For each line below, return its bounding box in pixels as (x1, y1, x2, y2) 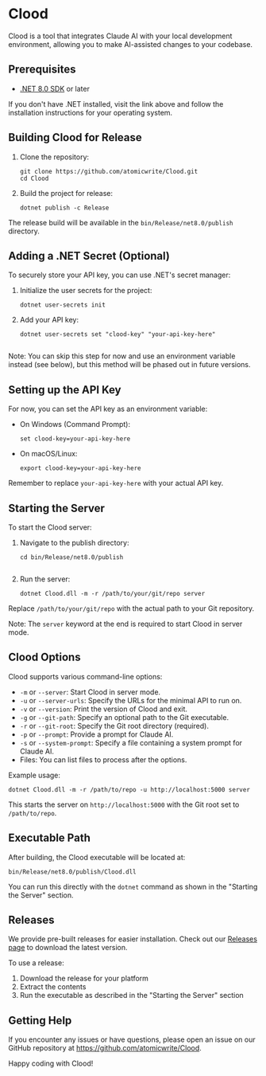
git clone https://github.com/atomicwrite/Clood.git (19, 167, 199, 175)
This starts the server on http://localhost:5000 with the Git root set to (8, 800, 240, 809)
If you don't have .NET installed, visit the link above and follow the (8, 99, 224, 108)
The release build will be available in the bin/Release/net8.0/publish (8, 217, 233, 227)
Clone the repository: (19, 152, 90, 162)
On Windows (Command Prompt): (19, 420, 131, 429)
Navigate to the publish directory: (19, 538, 129, 547)
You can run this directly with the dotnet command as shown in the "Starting (8, 882, 258, 891)
